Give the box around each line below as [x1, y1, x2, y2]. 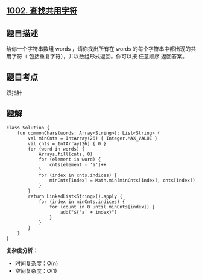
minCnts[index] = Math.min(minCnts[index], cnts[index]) [49, 177, 196, 184]
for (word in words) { [28, 146, 85, 152]
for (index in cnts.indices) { [38, 172, 118, 178]
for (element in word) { [38, 156, 101, 163]
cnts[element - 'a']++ [49, 161, 107, 167]
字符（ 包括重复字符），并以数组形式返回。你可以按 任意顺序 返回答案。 [11, 53, 188, 60]
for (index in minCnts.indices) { [38, 198, 125, 205]
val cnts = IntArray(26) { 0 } [28, 140, 107, 146]
